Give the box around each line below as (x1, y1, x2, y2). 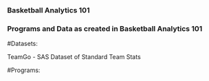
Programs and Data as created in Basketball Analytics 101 (7, 23, 203, 33)
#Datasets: (7, 40, 38, 48)
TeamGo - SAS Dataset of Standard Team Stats (7, 53, 141, 61)
